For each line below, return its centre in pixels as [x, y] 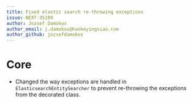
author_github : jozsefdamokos [45, 35]
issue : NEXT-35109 [30, 18]
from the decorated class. [48, 94]
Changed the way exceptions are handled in [71, 82]
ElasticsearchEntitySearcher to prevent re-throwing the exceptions [101, 88]
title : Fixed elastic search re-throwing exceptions [75, 12]
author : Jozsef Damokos [37, 23]
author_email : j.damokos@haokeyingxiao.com [63, 29]
